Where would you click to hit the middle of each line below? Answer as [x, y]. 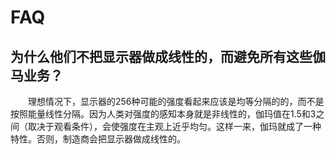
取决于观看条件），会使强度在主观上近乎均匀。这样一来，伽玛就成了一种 [174, 126]
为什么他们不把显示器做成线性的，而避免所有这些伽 [168, 56]
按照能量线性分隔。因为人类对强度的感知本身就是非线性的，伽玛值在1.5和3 [163, 114]
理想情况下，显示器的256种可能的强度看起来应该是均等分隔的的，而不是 [176, 101]
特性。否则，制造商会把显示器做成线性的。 [98, 139]
